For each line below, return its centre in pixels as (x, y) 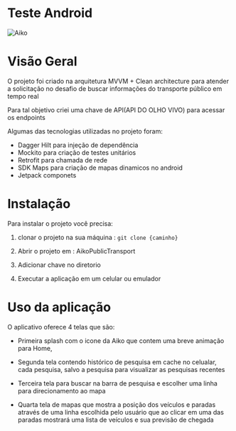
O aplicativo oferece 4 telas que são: (61, 327)
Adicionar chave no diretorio (59, 265)
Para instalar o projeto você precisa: (60, 223)
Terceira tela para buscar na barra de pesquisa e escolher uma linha (118, 383)
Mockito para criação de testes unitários (77, 152)
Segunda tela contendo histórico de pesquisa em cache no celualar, (117, 362)
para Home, (35, 348)
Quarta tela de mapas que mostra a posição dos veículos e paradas (117, 404)
